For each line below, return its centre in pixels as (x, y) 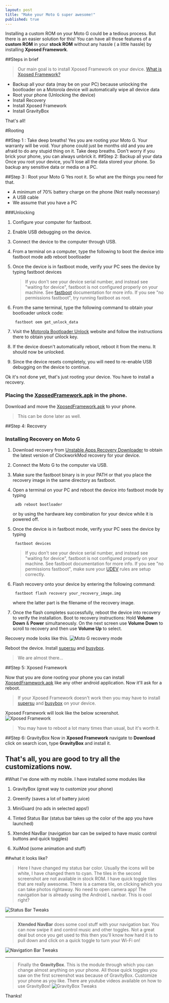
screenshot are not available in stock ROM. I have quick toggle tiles (87, 879)
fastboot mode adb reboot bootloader (52, 257)
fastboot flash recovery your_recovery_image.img (68, 593)
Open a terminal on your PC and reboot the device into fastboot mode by (88, 490)
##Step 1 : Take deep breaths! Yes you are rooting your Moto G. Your (76, 140)
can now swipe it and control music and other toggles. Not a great (86, 929)
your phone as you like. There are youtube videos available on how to (90, 980)
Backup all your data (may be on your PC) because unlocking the (80, 84)
